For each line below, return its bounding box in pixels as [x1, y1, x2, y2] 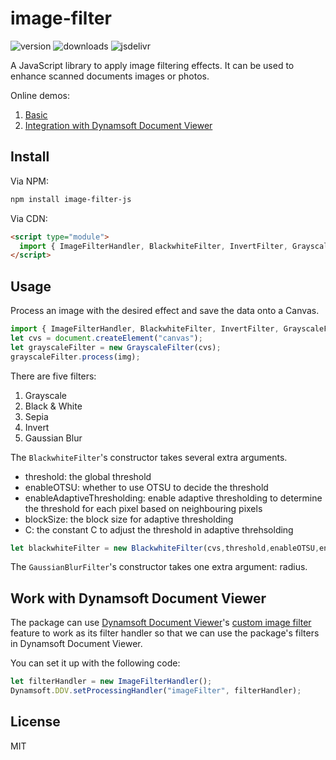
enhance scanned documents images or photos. [10, 70, 210, 82]
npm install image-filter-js [10, 194, 132, 204]
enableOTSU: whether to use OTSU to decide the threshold [24, 481, 269, 493]
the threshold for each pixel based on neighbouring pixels [24, 502, 263, 514]
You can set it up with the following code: [10, 657, 181, 669]
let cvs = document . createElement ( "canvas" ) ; [10, 333, 203, 343]
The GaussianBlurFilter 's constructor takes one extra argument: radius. [10, 561, 308, 573]
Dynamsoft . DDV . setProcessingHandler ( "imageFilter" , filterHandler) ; [10, 686, 302, 696]
